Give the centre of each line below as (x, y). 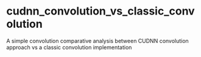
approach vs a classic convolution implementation (69, 47)
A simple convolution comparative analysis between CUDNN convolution (97, 41)
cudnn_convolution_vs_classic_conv (100, 11)
